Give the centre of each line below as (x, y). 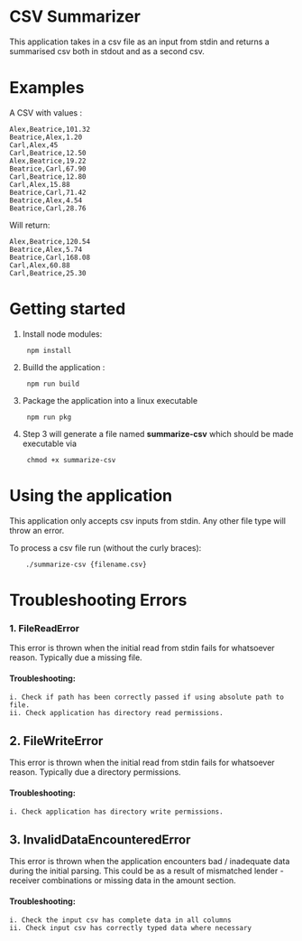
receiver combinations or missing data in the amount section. (123, 880)
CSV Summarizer (75, 17)
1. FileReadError (45, 628)
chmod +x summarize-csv (71, 460)
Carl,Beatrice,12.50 (48, 153)
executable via (50, 443)
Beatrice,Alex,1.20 (46, 137)
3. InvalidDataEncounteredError (100, 839)
